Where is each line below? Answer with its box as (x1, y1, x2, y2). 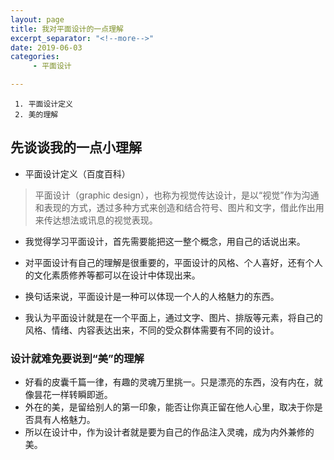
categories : (10, 52, 60, 62)
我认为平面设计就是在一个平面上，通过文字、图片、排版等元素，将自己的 (24, 311, 323, 323)
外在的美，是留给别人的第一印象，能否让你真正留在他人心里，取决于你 (24, 401, 315, 413)
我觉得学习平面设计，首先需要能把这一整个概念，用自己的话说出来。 (24, 235, 306, 247)
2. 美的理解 (14, 110, 59, 120)
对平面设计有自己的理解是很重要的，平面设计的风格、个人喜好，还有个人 (24, 256, 323, 268)
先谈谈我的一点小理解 (10, 139, 142, 156)
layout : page (10, 14, 65, 25)
